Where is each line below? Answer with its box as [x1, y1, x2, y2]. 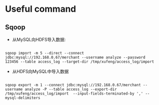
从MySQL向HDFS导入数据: [12, 37, 66, 42]
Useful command [5, 3, 76, 15]
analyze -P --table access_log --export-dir [24, 87, 117, 92]
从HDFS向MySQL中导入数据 [12, 69, 69, 74]
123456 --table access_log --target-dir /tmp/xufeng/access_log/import [5, 59, 154, 64]
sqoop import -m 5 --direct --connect [5, 51, 84, 55]
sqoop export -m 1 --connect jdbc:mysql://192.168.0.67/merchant [5, 82, 141, 87]
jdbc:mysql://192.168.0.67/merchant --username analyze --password [5, 55, 146, 60]
